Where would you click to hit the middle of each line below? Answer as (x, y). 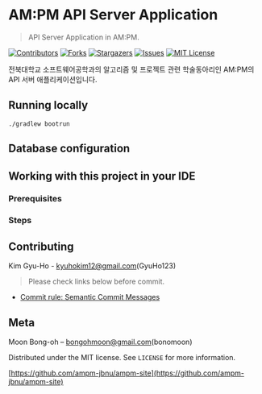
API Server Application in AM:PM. (83, 37)
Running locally (48, 105)
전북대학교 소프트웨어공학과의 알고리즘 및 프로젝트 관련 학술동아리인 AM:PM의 (131, 69)
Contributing (41, 246)
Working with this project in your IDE (102, 176)
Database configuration (69, 149)
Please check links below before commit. (96, 282)
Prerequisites (35, 199)
